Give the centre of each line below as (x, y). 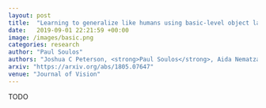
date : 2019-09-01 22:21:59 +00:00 (68, 30)
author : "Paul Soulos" (46, 52)
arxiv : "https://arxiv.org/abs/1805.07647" (81, 67)
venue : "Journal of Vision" (55, 74)
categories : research (44, 45)
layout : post (30, 15)
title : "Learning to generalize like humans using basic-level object (129, 23)
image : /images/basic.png (51, 37)
